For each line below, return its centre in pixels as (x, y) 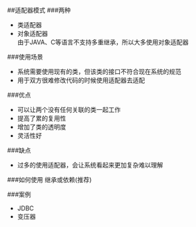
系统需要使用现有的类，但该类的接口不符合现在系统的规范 (99, 72)
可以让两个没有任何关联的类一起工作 (69, 110)
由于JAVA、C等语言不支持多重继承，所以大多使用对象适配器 (103, 42)
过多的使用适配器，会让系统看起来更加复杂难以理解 (90, 165)
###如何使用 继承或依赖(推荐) (50, 180)
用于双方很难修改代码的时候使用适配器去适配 (81, 80)
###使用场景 (25, 57)
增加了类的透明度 (42, 127)
